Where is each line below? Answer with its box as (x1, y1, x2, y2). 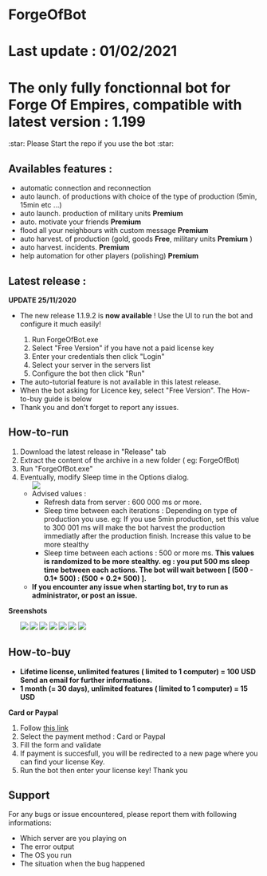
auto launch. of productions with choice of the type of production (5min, (19, 191, 257, 201)
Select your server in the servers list (31, 360, 151, 369)
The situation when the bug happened (19, 859, 146, 869)
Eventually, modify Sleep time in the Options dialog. (19, 472, 190, 482)
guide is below (43, 393, 92, 404)
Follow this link (19, 723, 69, 732)
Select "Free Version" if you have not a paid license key (31, 343, 214, 353)
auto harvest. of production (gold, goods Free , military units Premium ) (19, 234, 253, 244)
